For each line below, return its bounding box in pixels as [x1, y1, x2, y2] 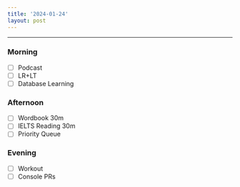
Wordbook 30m [17, 114, 64, 122]
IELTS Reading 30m [17, 122, 76, 130]
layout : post [7, 17, 46, 24]
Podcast [17, 63, 43, 72]
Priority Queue [17, 129, 61, 139]
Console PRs [17, 172, 56, 181]
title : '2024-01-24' [7, 10, 69, 18]
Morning [7, 47, 38, 57]
